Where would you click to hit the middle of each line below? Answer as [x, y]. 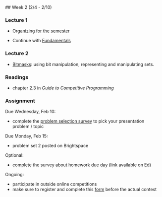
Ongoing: [15, 175]
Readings [17, 77]
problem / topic [28, 127]
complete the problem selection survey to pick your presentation [78, 121]
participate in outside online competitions [54, 184]
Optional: [14, 155]
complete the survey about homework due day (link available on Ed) [82, 165]
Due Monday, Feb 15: [27, 136]
